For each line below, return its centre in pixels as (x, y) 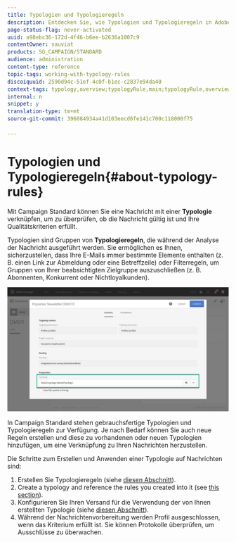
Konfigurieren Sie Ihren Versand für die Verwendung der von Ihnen (114, 503)
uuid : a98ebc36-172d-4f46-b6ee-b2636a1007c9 (73, 37)
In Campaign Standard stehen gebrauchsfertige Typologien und (99, 423)
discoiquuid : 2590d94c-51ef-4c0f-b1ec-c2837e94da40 (84, 82)
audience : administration (45, 60)
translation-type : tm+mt (44, 112)
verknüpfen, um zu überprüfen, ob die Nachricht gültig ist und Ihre (104, 219)
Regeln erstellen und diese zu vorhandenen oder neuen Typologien (105, 438)
